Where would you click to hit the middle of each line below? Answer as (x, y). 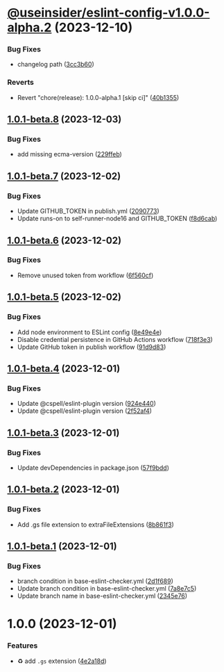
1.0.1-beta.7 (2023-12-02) (64, 176)
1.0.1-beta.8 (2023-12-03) (64, 120)
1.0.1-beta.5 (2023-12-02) (64, 297)
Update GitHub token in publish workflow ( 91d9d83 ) (92, 347)
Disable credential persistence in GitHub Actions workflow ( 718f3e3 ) (115, 339)
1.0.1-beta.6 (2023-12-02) (64, 240)
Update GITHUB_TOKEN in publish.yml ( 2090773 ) (88, 211)
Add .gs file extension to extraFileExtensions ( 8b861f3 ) (96, 524)
